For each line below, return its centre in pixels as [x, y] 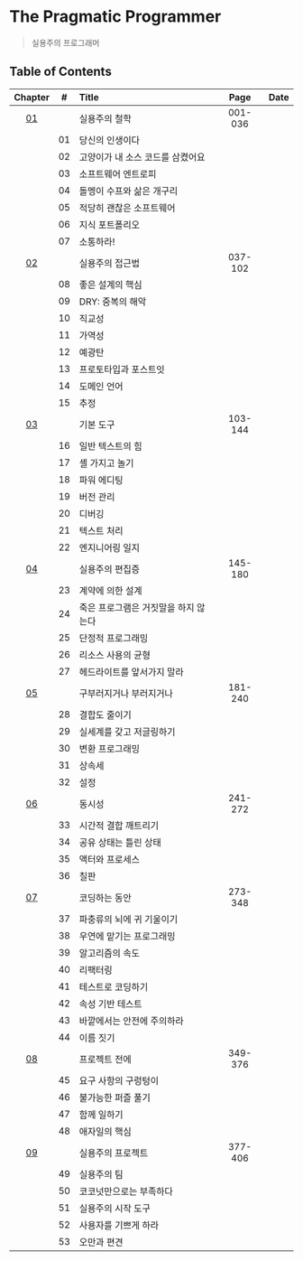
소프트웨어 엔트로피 [118, 173]
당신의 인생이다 [110, 140]
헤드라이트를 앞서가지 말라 [131, 672]
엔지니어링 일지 [110, 547]
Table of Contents [61, 72]
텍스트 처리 [101, 530]
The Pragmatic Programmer [115, 17]
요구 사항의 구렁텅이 [119, 1080]
